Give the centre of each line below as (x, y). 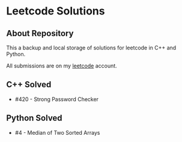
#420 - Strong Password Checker (57, 99)
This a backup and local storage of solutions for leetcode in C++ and (91, 48)
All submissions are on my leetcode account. (62, 66)
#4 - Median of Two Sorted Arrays (57, 132)
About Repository (40, 33)
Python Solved (34, 118)
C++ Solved (29, 85)
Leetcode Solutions (56, 11)
